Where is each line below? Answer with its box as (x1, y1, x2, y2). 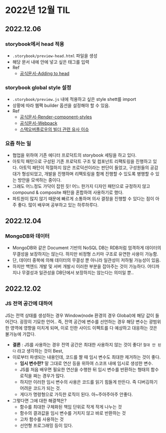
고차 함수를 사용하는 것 (19, 416, 64, 422)
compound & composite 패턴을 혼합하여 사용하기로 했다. (12, 189, 124, 195)
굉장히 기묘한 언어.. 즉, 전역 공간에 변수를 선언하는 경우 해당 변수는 (19, 319, 148, 325)
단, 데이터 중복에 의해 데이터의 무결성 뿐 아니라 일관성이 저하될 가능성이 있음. (12, 257, 161, 263)
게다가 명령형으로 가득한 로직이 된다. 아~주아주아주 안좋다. (19, 391, 133, 397)
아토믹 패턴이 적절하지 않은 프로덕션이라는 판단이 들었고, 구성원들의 (19, 165, 149, 171)
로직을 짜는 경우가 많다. (19, 372, 66, 378)
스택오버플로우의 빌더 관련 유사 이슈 (19, 126, 89, 132)
